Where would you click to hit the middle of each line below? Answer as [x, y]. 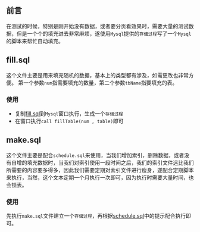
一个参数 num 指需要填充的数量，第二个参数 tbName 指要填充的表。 [100, 83]
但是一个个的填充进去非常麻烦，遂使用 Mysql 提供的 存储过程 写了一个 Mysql [104, 33]
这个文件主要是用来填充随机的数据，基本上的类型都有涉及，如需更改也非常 [97, 75]
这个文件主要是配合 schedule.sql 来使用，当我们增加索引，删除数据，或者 [95, 155]
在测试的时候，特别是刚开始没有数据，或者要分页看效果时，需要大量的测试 [97, 26]
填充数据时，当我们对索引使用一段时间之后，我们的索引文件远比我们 [110, 162]
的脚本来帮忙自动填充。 [35, 41]
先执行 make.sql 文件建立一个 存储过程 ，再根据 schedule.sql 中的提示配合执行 [96, 216]
